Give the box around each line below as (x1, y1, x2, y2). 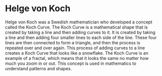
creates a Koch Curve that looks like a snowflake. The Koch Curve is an (5, 50, 149, 56)
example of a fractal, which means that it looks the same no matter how (5, 55, 149, 61)
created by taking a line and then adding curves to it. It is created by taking (5, 29, 156, 35)
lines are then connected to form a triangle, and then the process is (5, 39, 141, 45)
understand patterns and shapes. (5, 65, 72, 71)
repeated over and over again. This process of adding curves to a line (5, 45, 145, 51)
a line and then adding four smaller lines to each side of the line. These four (5, 35, 157, 40)
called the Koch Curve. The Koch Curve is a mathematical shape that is (5, 24, 148, 30)
